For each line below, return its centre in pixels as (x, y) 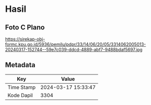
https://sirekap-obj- (25, 39)
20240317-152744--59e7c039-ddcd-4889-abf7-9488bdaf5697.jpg (74, 50)
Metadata (20, 65)
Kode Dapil (20, 95)
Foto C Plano (25, 27)
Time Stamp (22, 87)
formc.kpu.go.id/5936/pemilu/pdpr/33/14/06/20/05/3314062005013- (76, 44)
